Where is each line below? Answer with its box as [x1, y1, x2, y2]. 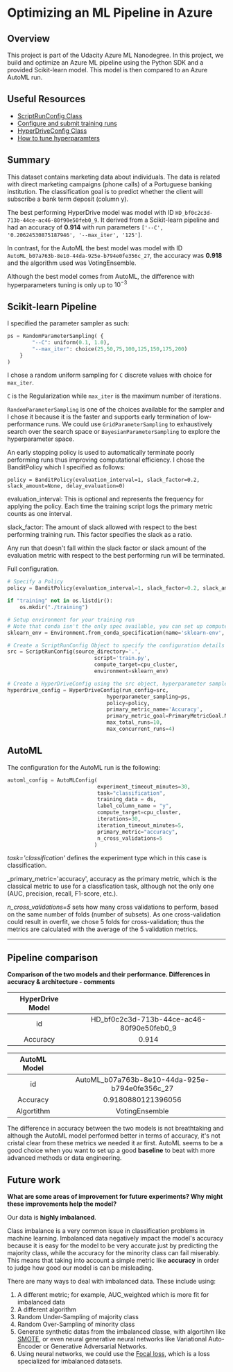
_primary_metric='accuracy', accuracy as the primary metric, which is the [7, 875, 217, 883]
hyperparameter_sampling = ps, [106, 693, 191, 700]
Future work [7, 1174, 61, 1186]
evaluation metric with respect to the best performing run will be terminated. [7, 551, 225, 560]
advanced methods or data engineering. [7, 1154, 122, 1162]
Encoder [17, 1342, 42, 1350]
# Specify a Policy [7, 579, 64, 586]
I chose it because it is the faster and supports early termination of [7, 412, 198, 421]
